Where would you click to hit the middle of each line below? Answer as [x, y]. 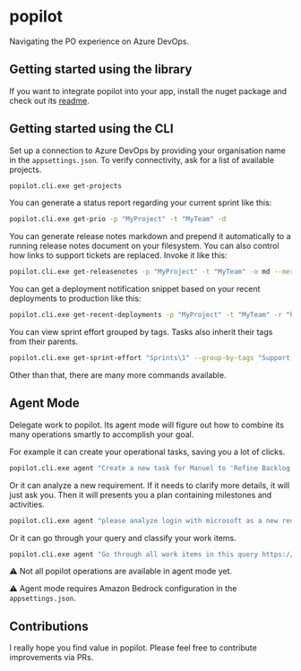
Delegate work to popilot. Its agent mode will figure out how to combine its [147, 425]
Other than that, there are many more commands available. [118, 374]
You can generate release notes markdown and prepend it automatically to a [150, 237]
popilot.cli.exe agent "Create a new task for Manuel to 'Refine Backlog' [152, 468]
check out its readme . [49, 100]
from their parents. [44, 341]
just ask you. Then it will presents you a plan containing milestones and [141, 495]
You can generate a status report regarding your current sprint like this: [141, 202]
